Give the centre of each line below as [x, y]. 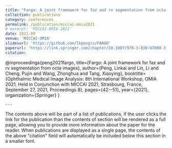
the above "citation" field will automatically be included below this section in [85, 135]
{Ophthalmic [18, 79]
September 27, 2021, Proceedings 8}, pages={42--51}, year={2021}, [77, 89]
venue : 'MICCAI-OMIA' [28, 39]
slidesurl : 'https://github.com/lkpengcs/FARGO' [58, 43]
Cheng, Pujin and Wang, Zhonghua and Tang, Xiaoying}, [64, 73]
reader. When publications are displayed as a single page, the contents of [83, 130]
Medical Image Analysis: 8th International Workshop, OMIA [95, 79]
